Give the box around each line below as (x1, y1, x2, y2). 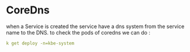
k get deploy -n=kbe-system (6, 40, 75, 46)
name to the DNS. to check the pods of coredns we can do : (6, 29, 151, 36)
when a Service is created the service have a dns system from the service (6, 23, 185, 30)
